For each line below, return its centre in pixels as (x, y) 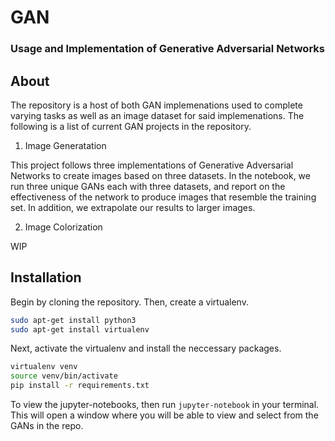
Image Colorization (63, 227)
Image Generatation (65, 145)
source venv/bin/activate (64, 376)
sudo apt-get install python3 (73, 320)
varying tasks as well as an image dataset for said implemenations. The (157, 115)
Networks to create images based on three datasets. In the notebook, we (160, 175)
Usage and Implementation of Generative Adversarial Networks (167, 49)
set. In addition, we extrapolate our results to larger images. (133, 207)
